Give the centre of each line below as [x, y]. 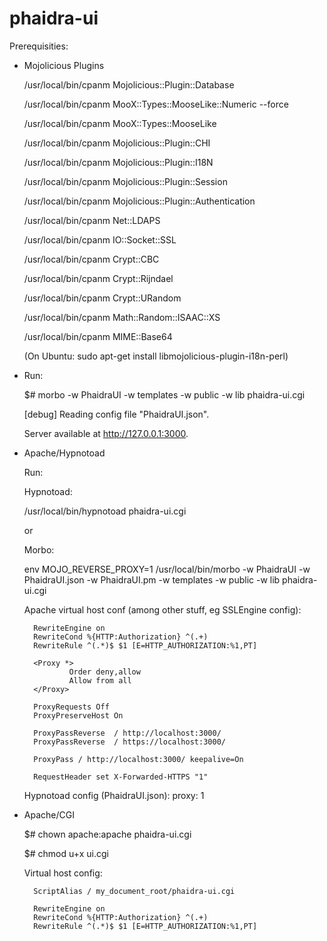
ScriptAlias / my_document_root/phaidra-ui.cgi [134, 891]
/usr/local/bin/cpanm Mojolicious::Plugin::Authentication [139, 201]
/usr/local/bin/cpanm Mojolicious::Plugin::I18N [118, 162]
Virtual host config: [63, 873]
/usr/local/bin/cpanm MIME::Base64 [98, 336]
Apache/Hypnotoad [64, 453]
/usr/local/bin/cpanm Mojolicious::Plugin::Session [125, 181]
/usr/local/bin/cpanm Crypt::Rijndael [98, 278]
